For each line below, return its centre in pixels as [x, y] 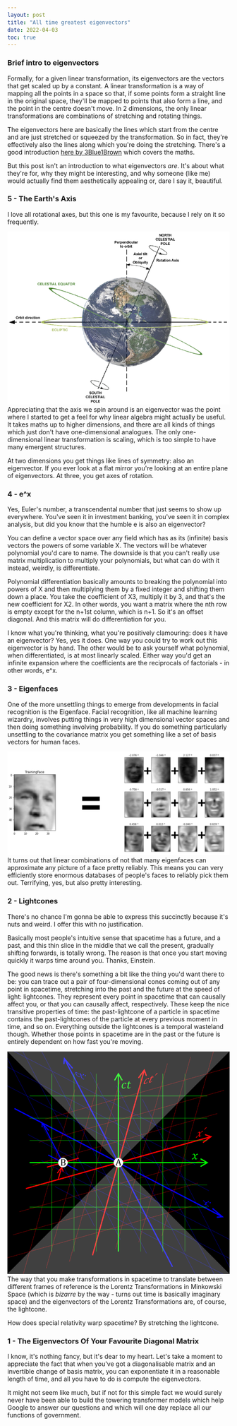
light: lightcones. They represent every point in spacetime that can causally [116, 997]
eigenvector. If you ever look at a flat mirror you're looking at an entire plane [117, 468]
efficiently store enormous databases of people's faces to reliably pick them [118, 875]
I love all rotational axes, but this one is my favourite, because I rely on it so [116, 214]
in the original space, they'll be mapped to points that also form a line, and [115, 101]
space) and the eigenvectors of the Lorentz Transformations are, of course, [117, 1301]
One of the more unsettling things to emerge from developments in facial [113, 704]
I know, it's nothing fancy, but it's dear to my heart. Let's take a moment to [115, 1357]
